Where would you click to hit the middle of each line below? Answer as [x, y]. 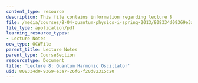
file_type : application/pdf [41, 28]
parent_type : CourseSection [41, 55]
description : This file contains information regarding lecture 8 [89, 17]
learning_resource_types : [38, 33]
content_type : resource [35, 11]
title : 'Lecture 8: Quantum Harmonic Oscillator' [68, 66]
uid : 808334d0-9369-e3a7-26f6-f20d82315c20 [60, 71]
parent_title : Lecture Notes [42, 50]
